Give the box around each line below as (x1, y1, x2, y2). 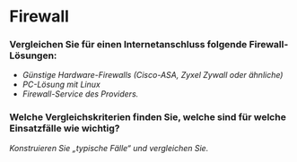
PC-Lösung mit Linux (22, 79, 100, 90)
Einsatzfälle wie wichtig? (9, 123, 120, 135)
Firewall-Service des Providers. (22, 89, 139, 99)
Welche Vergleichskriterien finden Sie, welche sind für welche (9, 111, 287, 124)
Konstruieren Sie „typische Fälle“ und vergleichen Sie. (9, 142, 209, 153)
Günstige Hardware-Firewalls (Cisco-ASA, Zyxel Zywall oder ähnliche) (22, 70, 284, 81)
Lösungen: (9, 49, 57, 62)
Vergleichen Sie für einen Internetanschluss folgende (9, 38, 248, 51)
